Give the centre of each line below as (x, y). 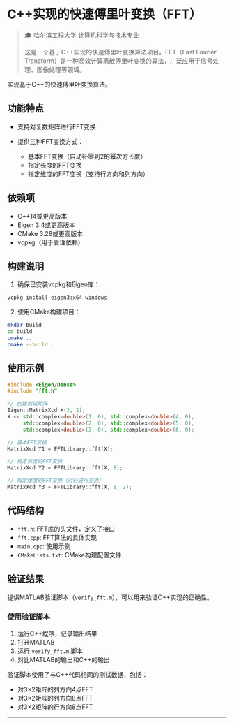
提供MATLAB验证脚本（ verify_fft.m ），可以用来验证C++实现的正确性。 (110, 597)
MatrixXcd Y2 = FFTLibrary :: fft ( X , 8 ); (65, 468)
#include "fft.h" (32, 391)
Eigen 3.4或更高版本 (46, 225)
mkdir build (24, 325)
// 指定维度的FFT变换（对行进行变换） (56, 481)
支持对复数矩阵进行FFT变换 (56, 126)
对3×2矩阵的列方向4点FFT (55, 689)
